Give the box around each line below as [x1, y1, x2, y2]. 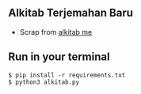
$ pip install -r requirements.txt [8, 71, 126, 79]
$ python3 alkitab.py [8, 78, 80, 86]
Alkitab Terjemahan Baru [8, 6, 133, 20]
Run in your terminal [8, 51, 110, 64]
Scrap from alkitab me [19, 27, 93, 36]
